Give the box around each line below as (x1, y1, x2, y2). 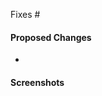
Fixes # (10, 9, 41, 20)
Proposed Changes (10, 31, 92, 43)
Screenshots (10, 76, 65, 88)
